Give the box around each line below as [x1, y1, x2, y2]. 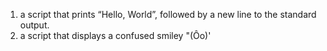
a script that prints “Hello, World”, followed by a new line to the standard [19, 9, 317, 20]
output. [19, 19, 50, 31]
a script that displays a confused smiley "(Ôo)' [19, 30, 212, 41]
